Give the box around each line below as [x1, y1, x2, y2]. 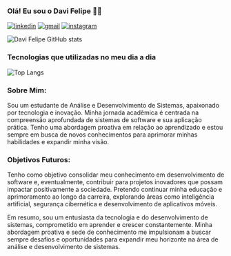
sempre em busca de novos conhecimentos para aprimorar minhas [7, 130, 198, 139]
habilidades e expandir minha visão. [7, 137, 109, 146]
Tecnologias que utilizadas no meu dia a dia [7, 52, 157, 62]
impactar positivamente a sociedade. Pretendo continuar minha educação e [7, 186, 223, 194]
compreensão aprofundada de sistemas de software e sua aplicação [7, 115, 202, 124]
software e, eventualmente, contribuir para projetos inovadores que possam [7, 178, 223, 186]
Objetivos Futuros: [7, 155, 71, 164]
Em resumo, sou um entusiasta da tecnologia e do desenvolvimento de [7, 213, 208, 221]
